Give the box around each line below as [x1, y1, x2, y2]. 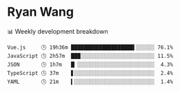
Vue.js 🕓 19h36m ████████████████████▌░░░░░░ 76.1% [7, 44, 174, 51]
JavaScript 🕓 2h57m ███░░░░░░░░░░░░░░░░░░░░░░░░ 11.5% [7, 52, 174, 59]
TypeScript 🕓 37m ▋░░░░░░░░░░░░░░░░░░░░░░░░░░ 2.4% [7, 69, 174, 76]
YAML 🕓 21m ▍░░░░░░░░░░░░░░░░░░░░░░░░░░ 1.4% [7, 78, 174, 85]
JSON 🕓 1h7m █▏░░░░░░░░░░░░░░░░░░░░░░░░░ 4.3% [7, 61, 174, 68]
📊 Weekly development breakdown [7, 27, 108, 35]
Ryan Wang [7, 4, 74, 20]
